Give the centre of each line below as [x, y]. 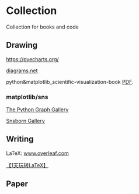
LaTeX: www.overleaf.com [37, 153]
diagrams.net [22, 70]
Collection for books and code [42, 27]
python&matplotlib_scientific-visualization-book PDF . [70, 82]
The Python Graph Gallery [37, 110]
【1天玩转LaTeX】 [27, 165]
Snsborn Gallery [25, 121]
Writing [20, 139]
